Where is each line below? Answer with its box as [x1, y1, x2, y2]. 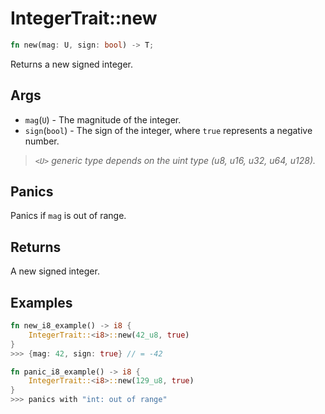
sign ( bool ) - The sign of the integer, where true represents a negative [24, 124, 313, 136]
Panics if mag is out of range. [10, 210, 127, 222]
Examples [10, 294, 73, 311]
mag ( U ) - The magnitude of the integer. [24, 113, 182, 126]
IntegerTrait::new [10, 7, 158, 30]
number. [24, 135, 60, 147]
